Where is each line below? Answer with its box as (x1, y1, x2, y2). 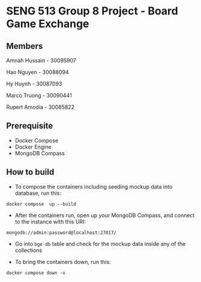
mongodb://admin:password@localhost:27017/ (6, 230, 117, 236)
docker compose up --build (6, 201, 77, 207)
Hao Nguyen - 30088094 (6, 69, 69, 76)
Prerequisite (6, 121, 53, 131)
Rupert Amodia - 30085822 (6, 103, 75, 111)
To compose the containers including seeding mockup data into (14, 183, 173, 190)
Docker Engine (14, 143, 52, 150)
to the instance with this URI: (14, 218, 86, 225)
